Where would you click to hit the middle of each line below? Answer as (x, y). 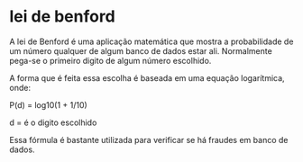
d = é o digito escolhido (53, 122)
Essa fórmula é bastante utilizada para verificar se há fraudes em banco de (149, 139)
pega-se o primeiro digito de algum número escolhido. (110, 60)
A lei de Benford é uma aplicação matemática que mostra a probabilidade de (151, 41)
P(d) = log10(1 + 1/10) (48, 104)
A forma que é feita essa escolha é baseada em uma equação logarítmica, (147, 77)
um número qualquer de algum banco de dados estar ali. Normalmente (141, 50)
